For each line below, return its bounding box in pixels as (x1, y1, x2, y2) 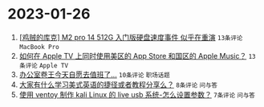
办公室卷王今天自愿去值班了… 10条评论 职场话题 (18, 69, 170, 79)
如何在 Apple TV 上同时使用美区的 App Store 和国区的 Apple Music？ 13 (18, 51, 256, 60)
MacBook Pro (18, 43, 59, 51)
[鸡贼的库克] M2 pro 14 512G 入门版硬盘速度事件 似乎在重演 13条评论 (18, 32, 243, 42)
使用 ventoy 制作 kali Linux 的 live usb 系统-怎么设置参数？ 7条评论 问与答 (18, 89, 256, 99)
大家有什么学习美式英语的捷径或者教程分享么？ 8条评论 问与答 (18, 80, 218, 89)
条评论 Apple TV (18, 61, 69, 69)
